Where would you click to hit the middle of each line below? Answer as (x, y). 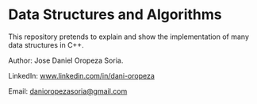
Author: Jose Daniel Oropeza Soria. (66, 60)
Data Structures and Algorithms (115, 15)
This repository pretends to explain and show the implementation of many (129, 37)
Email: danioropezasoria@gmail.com (68, 91)
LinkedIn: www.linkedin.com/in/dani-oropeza (81, 75)
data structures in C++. (46, 44)
